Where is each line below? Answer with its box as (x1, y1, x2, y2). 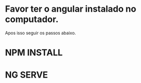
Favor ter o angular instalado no (5, 3, 137, 15)
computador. (5, 14, 59, 25)
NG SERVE (5, 69, 48, 81)
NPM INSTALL (5, 47, 63, 58)
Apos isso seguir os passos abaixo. (5, 30, 76, 36)
